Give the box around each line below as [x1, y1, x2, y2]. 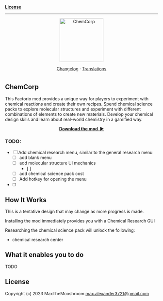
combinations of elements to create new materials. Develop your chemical [5, 111, 153, 117]
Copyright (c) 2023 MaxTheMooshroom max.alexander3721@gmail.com [5, 290, 149, 296]
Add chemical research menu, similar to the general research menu [18, 149, 153, 155]
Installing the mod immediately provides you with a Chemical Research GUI [5, 218, 155, 223]
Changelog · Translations [56, 66, 107, 72]
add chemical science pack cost [19, 171, 84, 176]
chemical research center [12, 237, 64, 242]
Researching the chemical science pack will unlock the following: [5, 227, 135, 233]
